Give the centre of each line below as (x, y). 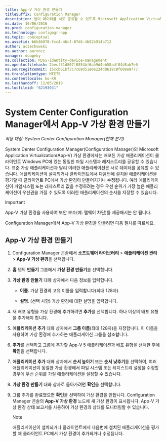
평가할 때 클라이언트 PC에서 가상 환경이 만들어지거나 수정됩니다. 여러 (71, 180)
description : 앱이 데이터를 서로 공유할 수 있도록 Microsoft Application (75, 19)
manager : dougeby (23, 56)
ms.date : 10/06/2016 (26, 23)
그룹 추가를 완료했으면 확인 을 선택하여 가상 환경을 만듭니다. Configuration (83, 395)
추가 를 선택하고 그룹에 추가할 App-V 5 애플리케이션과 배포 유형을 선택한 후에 (86, 345)
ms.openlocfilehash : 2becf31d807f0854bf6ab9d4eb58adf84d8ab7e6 (72, 65)
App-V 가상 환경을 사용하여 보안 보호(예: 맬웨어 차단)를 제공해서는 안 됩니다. (78, 212)
